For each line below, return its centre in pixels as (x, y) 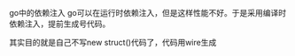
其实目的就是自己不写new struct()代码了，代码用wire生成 (113, 42)
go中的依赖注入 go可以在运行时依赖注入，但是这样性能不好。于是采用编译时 (147, 13)
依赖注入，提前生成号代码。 (60, 24)
